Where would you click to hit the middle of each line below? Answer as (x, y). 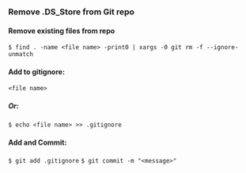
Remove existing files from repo (62, 31)
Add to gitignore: (37, 71)
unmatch (21, 55)
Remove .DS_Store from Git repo (71, 12)
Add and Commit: (38, 142)
